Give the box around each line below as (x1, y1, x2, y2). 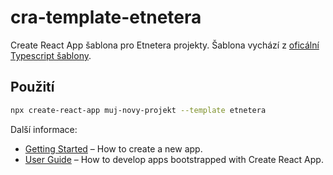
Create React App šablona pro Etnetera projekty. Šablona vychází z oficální (10, 39, 320, 51)
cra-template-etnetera (10, 6, 202, 29)
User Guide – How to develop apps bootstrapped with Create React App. (24, 153, 324, 165)
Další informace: (10, 123, 78, 135)
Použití (10, 79, 55, 96)
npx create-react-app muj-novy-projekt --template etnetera (10, 105, 267, 115)
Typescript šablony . (10, 49, 92, 61)
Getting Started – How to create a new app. (24, 142, 203, 155)
